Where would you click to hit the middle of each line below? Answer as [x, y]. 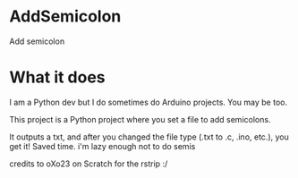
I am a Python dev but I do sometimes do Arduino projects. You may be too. [149, 102]
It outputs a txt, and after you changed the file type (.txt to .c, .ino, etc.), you [149, 137]
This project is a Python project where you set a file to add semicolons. [140, 119]
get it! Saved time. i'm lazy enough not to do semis [102, 146]
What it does [57, 77]
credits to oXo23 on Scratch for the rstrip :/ [89, 164]
